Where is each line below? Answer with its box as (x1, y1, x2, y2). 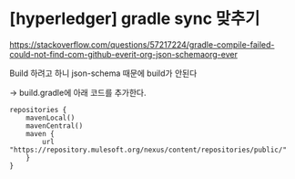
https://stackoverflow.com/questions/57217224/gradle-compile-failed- (9, 38, 275, 50)
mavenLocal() (25, 113, 76, 122)
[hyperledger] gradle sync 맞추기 (9, 8, 260, 29)
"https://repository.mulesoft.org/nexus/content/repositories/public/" (9, 145, 287, 154)
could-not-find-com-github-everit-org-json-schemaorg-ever (9, 48, 239, 59)
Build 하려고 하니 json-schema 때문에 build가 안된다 (9, 68, 198, 79)
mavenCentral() (25, 121, 84, 131)
